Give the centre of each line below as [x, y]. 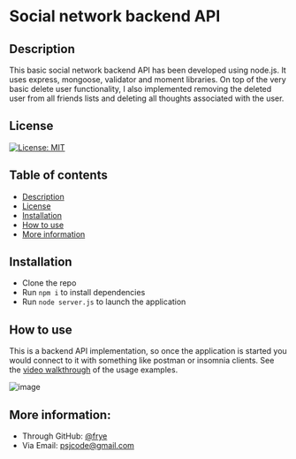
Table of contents [58, 176]
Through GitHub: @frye [65, 436]
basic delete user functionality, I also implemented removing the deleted [140, 89]
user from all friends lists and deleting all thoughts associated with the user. [147, 98]
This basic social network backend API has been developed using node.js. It [148, 70]
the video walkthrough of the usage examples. [94, 370]
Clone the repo [49, 283]
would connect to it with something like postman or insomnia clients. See [142, 361]
